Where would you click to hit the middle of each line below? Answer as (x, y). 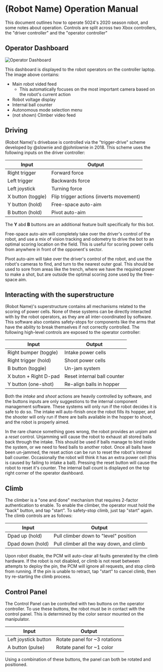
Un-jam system (82, 368)
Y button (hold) (25, 204)
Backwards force (71, 180)
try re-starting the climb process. (38, 576)
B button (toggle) (27, 368)
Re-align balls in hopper (92, 384)
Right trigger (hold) (29, 361)
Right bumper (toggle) (33, 353)
